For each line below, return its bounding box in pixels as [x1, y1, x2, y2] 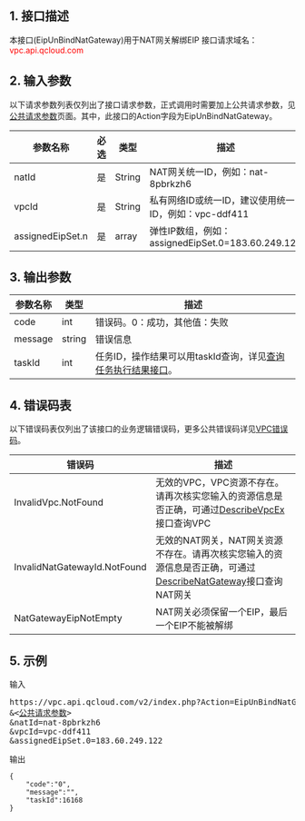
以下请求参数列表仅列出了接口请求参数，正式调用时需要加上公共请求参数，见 [9, 99, 296, 110]
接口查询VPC [155, 517, 212, 529]
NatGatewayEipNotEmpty [14, 612, 123, 625]
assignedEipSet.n [14, 230, 89, 242]
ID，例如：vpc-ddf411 [149, 207, 250, 220]
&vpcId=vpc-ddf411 [9, 727, 92, 737]
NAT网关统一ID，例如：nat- [149, 165, 270, 178]
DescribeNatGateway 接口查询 [155, 575, 283, 588]
